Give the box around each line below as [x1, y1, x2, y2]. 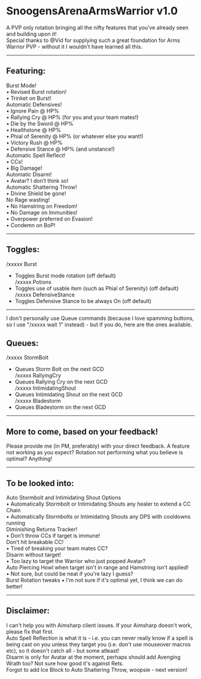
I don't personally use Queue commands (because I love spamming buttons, [6, 314, 194, 322]
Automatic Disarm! [6, 170, 52, 178]
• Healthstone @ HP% [6, 126, 61, 133]
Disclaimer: [6, 605, 50, 616]
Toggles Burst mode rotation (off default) [14, 272, 116, 279]
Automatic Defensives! [6, 100, 62, 108]
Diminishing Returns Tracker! [6, 526, 78, 533]
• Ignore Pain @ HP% [6, 107, 59, 114]
